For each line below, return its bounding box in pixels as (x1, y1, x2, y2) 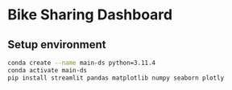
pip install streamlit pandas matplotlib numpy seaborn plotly (7, 74, 225, 82)
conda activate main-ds (7, 66, 88, 74)
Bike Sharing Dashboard (7, 6, 173, 24)
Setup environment (7, 38, 106, 51)
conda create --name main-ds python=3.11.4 (7, 59, 156, 67)
